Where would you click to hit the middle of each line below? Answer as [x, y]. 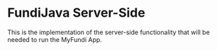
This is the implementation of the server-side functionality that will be [109, 32]
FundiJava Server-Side [76, 13]
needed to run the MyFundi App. [55, 39]
